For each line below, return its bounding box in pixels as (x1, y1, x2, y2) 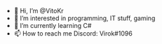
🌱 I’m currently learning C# (13, 22, 92, 29)
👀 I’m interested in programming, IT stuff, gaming (13, 14, 156, 22)
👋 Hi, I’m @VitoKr (13, 7, 65, 15)
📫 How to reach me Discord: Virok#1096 (13, 29, 133, 38)
